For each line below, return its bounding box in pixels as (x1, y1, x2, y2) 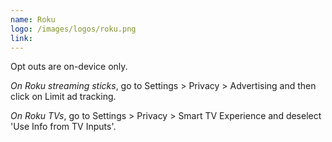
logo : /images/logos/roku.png (10, 24, 137, 34)
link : (10, 33, 33, 43)
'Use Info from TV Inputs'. (10, 121, 117, 133)
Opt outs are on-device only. (10, 61, 128, 73)
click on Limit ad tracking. (10, 91, 117, 103)
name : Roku (10, 14, 56, 25)
